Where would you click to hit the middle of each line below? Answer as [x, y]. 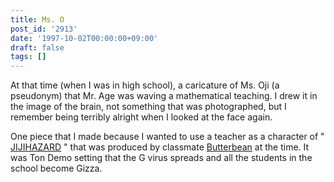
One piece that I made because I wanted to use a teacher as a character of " [167, 137]
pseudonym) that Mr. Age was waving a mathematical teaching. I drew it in [164, 96]
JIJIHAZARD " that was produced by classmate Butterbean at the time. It [160, 147]
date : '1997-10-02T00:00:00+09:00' [84, 38]
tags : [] [28, 57]
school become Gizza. [56, 168]
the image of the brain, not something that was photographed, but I [148, 107]
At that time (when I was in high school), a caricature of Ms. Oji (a [145, 85]
